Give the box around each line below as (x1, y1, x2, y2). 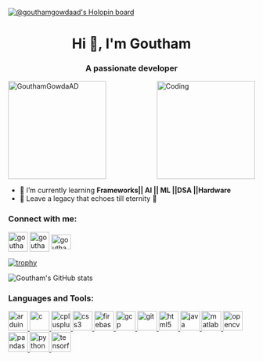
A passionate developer (85, 63, 178, 74)
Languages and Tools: (8, 293, 94, 304)
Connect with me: (8, 213, 77, 224)
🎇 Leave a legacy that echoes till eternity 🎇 (19, 194, 157, 203)
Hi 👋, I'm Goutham (71, 35, 192, 53)
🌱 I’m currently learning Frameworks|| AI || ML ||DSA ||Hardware (19, 185, 232, 195)
